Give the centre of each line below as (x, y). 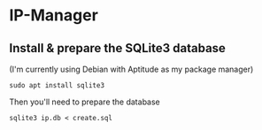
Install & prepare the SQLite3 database (117, 48)
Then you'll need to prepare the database (85, 102)
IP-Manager (54, 15)
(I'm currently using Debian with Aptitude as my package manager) (131, 69)
